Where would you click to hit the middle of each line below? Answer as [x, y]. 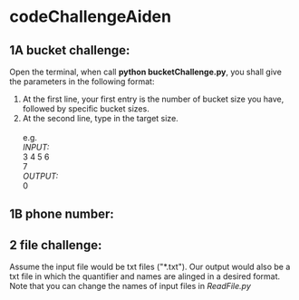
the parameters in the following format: [82, 82]
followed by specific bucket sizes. [86, 109]
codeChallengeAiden [91, 17]
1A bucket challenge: [70, 50]
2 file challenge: [56, 245]
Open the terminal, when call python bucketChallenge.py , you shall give [146, 72]
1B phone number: [62, 214]
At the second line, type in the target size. [100, 118]
